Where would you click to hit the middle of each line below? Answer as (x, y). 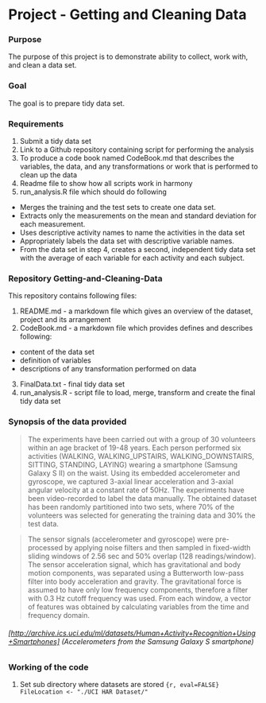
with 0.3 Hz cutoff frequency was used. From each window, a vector (139, 598)
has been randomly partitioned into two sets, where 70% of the (131, 507)
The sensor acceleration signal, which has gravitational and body (134, 564)
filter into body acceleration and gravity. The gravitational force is (135, 581)
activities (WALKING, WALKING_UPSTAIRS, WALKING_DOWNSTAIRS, (141, 456)
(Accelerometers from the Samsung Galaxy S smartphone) (158, 642)
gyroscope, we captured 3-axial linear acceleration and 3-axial (131, 481)
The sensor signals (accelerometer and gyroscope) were (121, 539)
